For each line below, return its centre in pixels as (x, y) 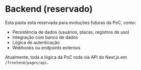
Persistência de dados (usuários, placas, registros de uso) (71, 32)
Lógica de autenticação (36, 42)
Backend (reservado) (49, 9)
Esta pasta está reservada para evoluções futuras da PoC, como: (70, 23)
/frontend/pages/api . (27, 62)
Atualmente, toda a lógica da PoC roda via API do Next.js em (66, 57)
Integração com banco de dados (45, 37)
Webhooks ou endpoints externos (46, 47)
